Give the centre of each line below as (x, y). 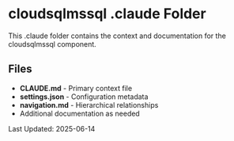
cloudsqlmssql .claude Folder (108, 14)
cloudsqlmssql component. (52, 44)
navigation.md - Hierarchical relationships (89, 105)
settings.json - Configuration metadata (84, 97)
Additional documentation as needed (79, 113)
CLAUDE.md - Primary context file (76, 88)
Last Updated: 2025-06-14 (52, 128)
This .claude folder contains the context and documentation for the (117, 36)
